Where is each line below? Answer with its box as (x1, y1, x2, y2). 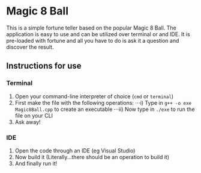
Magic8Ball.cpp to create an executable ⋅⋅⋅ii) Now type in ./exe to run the (14, 105, 195, 113)
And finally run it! (14, 160, 58, 167)
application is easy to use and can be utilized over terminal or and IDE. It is (6, 30, 190, 37)
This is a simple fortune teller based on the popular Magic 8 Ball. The (6, 24, 177, 31)
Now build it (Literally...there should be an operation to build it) (14, 153, 170, 160)
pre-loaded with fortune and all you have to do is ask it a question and (6, 37, 179, 44)
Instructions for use (6, 61, 82, 71)
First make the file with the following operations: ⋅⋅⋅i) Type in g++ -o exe (14, 99, 192, 106)
